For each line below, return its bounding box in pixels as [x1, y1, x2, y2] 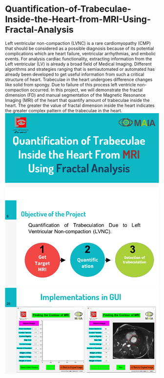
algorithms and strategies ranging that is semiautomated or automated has [5, 66, 155, 72]
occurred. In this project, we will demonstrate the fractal [30, 87, 143, 93]
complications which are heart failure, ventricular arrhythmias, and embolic [5, 50, 156, 57]
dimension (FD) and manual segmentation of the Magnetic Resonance [5, 92, 146, 98]
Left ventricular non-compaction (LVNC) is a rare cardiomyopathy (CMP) [5, 40, 151, 46]
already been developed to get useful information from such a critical [5, 71, 144, 77]
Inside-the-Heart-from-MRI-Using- [5, 14, 151, 25]
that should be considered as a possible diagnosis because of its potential [5, 45, 154, 51]
